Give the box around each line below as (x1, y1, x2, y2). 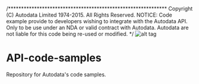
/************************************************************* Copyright (6, 5, 193, 12)
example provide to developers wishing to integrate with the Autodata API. (6, 18, 188, 24)
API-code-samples (6, 51, 102, 65)
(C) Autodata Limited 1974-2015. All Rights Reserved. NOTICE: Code (6, 11, 172, 18)
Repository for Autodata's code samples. (6, 71, 106, 78)
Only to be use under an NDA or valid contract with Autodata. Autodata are (6, 24, 189, 31)
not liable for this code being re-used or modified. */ (6, 30, 134, 38)
